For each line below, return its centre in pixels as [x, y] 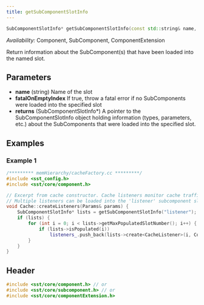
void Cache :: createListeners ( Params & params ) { [68, 207]
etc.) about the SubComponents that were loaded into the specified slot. [105, 124]
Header [21, 270]
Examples [25, 143]
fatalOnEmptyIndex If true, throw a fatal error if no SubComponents [100, 98]
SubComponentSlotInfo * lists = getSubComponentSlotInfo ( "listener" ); [107, 212]
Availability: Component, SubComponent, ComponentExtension [86, 40]
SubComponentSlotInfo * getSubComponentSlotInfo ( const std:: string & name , [102, 28]
